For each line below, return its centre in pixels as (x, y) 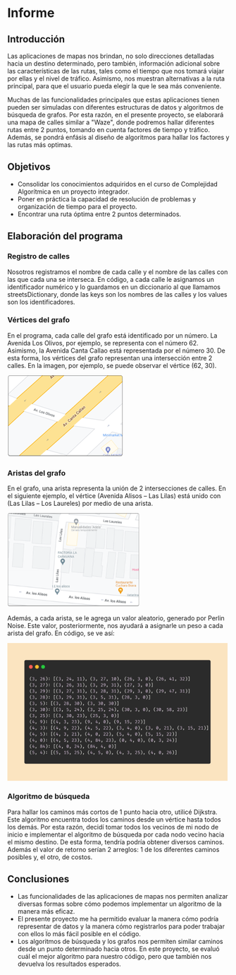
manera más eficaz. (46, 911)
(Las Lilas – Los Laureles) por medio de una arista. (80, 504)
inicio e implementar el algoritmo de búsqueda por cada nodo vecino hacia (116, 834)
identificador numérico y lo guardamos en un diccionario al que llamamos (114, 287)
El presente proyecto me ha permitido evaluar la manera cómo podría (118, 918)
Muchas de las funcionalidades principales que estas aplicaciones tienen (113, 100)
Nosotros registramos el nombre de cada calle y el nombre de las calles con (118, 272)
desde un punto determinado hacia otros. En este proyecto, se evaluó (118, 949)
